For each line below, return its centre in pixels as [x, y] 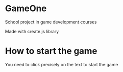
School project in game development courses [51, 22]
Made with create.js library [32, 31]
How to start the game [51, 51]
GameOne [26, 9]
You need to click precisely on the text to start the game [62, 64]
